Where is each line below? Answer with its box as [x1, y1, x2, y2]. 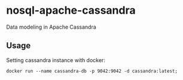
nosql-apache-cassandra [6, 4, 136, 17]
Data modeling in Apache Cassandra [6, 23, 97, 30]
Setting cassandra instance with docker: [6, 56, 106, 63]
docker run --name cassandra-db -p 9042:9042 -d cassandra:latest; [6, 68, 178, 74]
